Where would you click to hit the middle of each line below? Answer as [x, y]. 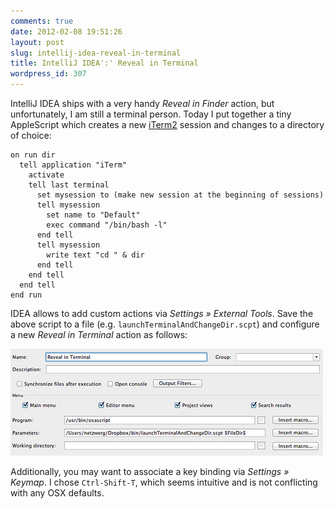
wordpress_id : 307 [48, 74]
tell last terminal [69, 185]
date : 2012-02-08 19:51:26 [66, 31]
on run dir [33, 155]
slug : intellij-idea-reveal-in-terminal [96, 53]
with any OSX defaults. [57, 493]
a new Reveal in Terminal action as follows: [99, 334]
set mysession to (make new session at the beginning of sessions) [180, 195]
